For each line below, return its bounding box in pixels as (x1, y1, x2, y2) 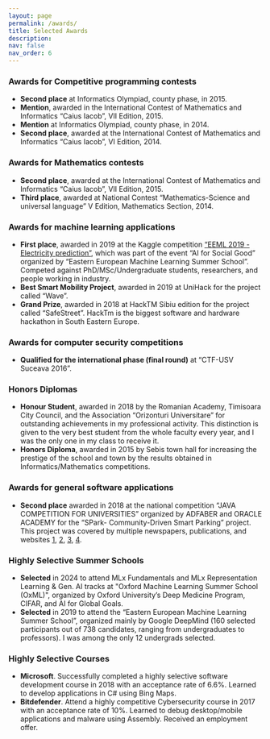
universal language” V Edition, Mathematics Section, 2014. (19, 201, 214, 210)
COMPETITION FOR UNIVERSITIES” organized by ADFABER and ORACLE (19, 509, 263, 518)
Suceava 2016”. (19, 363, 73, 373)
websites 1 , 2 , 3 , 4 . (19, 534, 82, 544)
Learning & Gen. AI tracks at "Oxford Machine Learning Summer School (19, 582, 259, 592)
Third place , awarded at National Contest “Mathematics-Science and (19, 193, 251, 202)
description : (8, 34, 52, 43)
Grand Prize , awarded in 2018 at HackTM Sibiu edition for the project (19, 299, 250, 309)
